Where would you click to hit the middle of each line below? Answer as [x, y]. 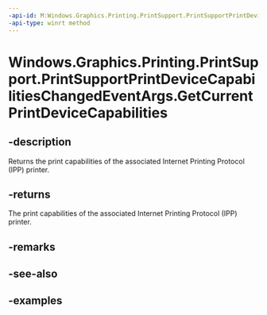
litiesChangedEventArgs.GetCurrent [131, 96]
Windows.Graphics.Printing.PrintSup [133, 62]
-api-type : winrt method [49, 23]
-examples [35, 301]
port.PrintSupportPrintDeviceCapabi [132, 79]
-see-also [33, 274]
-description [40, 142]
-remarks [32, 247]
